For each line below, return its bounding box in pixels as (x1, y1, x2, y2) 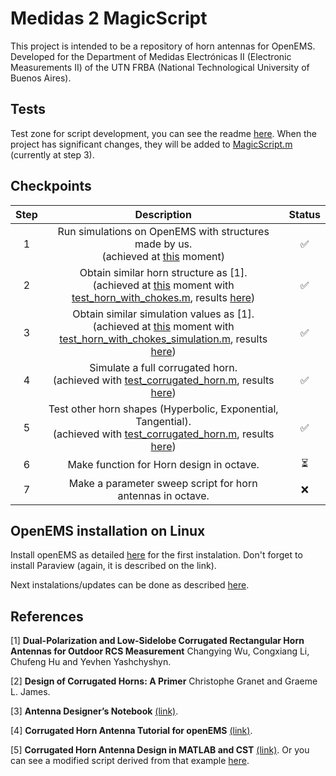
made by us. (134, 237, 193, 251)
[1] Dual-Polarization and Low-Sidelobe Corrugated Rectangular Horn (10, 635, 305, 647)
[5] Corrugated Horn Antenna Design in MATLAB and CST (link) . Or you (10, 744, 310, 756)
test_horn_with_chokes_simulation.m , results (59, 332, 268, 346)
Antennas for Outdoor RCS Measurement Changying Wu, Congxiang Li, (10, 645, 310, 657)
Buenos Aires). (10, 72, 72, 84)
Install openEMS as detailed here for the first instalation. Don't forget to (10, 549, 303, 561)
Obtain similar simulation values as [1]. (72, 307, 255, 321)
